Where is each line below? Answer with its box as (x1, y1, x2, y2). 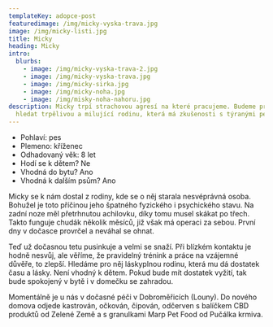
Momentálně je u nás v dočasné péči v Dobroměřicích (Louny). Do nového (8, 292, 258, 302)
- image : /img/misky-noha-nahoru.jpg (23, 95, 151, 103)
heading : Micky (8, 42, 60, 50)
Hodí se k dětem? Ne (19, 159, 91, 168)
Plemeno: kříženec (19, 142, 83, 150)
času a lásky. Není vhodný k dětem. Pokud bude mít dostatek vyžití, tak (8, 268, 248, 277)
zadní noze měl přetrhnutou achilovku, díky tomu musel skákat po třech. (8, 209, 250, 218)
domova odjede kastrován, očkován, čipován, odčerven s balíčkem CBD (8, 301, 249, 310)
